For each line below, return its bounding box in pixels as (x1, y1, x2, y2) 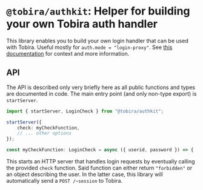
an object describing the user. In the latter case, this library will (6, 171, 164, 178)
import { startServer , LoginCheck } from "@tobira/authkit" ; (6, 108, 164, 114)
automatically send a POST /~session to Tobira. (6, 177, 123, 184)
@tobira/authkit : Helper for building (6, 4, 190, 18)
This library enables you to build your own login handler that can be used (6, 37, 189, 44)
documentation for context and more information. (6, 50, 130, 57)
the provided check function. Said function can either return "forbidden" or (6, 165, 193, 171)
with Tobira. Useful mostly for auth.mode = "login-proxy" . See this (6, 44, 173, 51)
